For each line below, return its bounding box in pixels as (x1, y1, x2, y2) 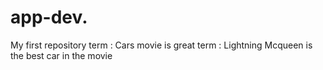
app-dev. (10, 6, 88, 29)
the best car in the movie (10, 49, 113, 61)
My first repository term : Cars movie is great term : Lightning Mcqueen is (10, 39, 313, 51)
